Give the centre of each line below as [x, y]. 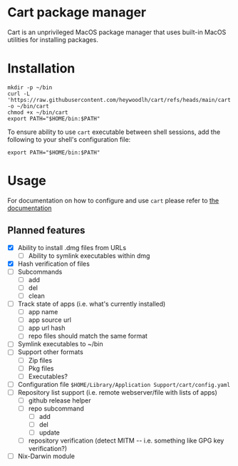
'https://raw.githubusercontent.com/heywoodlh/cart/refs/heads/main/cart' [121, 100]
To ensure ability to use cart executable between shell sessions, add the [114, 132]
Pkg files [41, 368]
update [50, 433]
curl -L [19, 93]
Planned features [46, 231]
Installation [41, 69]
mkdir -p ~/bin [30, 87]
